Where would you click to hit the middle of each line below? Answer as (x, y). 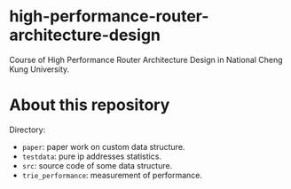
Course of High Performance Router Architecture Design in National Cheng (146, 59)
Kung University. (39, 69)
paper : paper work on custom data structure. (103, 146)
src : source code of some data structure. (97, 165)
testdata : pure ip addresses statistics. (92, 156)
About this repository (90, 105)
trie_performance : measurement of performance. (112, 175)
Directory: (28, 130)
